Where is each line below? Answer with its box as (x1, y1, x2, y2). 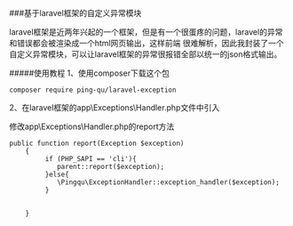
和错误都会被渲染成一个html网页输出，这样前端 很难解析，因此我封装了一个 (9, 38, 284, 48)
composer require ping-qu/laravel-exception (9, 85, 177, 94)
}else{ (44, 170, 69, 179)
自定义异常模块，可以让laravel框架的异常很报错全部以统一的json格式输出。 (9, 49, 282, 60)
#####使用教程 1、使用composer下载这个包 (9, 68, 170, 78)
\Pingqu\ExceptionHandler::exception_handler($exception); (56, 178, 280, 187)
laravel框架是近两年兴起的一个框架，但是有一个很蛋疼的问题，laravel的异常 (9, 27, 283, 37)
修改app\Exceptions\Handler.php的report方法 (9, 121, 175, 132)
